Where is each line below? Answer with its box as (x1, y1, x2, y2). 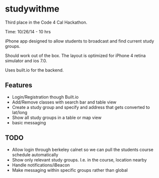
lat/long (12, 109, 28, 115)
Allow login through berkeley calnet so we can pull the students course (12, 147, 154, 152)
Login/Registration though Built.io (12, 94, 79, 100)
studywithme (5, 3, 59, 15)
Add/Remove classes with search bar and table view (12, 99, 117, 105)
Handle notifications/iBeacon (12, 162, 70, 168)
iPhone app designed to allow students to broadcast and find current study (5, 38, 155, 44)
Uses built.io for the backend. (5, 67, 64, 73)
